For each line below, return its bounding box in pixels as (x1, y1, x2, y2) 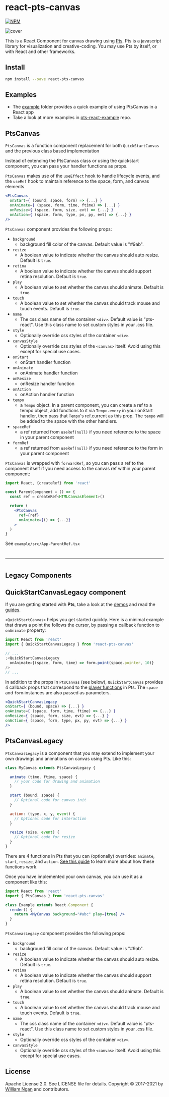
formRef (12, 441, 29, 446)
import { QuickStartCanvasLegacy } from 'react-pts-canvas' (5, 642, 134, 647)
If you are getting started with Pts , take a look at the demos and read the (5, 601, 156, 608)
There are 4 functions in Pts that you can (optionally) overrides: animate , (5, 853, 155, 859)
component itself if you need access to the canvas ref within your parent (5, 465, 156, 471)
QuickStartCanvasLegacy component (5, 588, 126, 597)
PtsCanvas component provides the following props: (5, 226, 112, 232)
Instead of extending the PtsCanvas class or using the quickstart (5, 158, 139, 164)
